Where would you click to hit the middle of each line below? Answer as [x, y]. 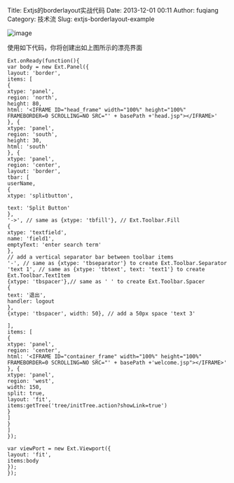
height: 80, [25, 104]
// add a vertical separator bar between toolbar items [90, 257]
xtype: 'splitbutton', [40, 196]
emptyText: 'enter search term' [54, 245]
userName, [22, 184]
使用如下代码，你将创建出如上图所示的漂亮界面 [75, 47]
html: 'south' [28, 147]
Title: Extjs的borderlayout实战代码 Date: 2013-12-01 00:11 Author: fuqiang [113, 10]
